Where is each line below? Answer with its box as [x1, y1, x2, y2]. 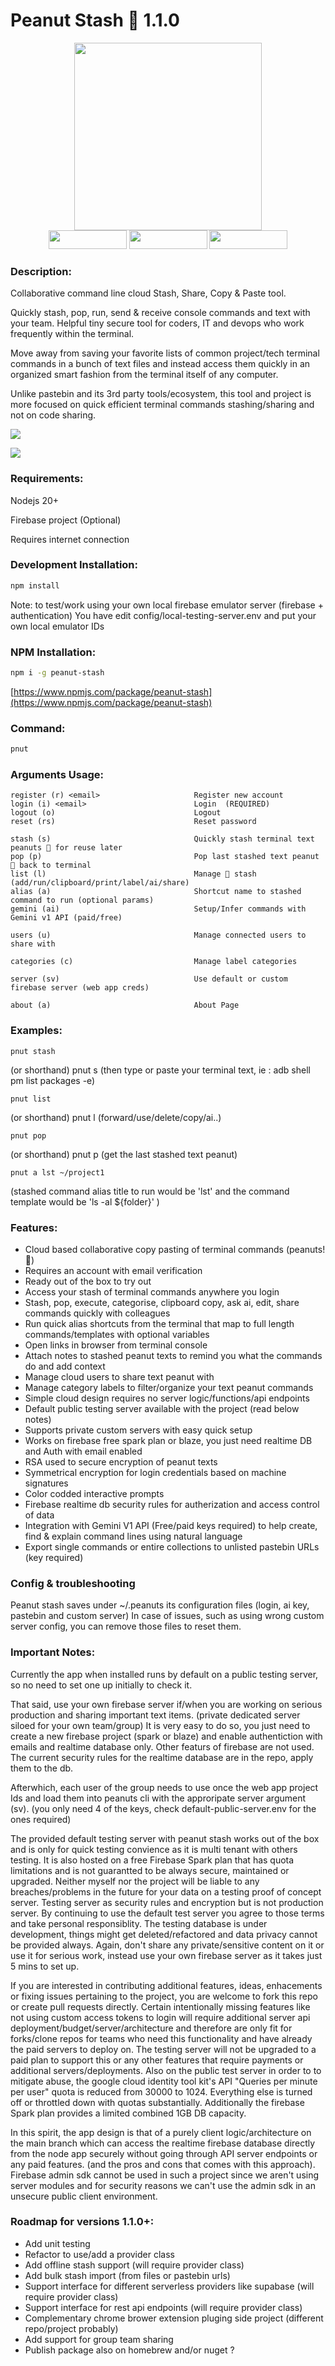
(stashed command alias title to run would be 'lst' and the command [10, 1185, 290, 1197]
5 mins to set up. [10, 1960, 80, 1972]
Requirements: [10, 472, 84, 486]
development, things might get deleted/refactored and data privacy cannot [10, 1928, 318, 1940]
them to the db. [10, 1762, 74, 1774]
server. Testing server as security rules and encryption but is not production [10, 1896, 324, 1908]
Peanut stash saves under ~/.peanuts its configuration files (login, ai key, [10, 1599, 310, 1611]
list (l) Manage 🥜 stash [10, 869, 257, 879]
